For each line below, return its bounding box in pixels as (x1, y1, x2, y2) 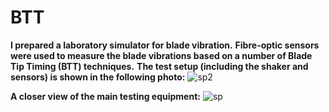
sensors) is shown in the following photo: (10, 71, 186, 83)
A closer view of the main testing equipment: (10, 90, 201, 102)
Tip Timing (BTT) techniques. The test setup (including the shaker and (10, 60, 309, 72)
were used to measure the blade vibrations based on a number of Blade (10, 49, 313, 61)
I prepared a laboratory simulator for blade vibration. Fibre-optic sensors (10, 39, 320, 51)
